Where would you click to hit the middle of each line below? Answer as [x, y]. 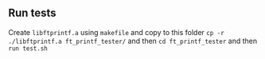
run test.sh [28, 48]
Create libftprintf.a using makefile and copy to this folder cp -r [116, 32]
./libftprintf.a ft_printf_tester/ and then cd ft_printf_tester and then [132, 41]
